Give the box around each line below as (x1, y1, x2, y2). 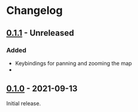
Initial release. (6, 99, 41, 107)
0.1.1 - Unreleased (6, 28, 74, 38)
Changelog (6, 4, 63, 18)
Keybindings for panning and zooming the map (15, 59, 132, 67)
